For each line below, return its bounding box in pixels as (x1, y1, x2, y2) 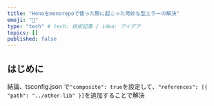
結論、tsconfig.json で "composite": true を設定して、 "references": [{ (7, 82, 208, 90)
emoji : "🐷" (7, 17, 39, 23)
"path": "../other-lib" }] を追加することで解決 (7, 91, 145, 99)
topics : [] (7, 29, 39, 36)
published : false (7, 36, 57, 43)
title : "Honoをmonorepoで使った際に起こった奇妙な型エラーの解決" (7, 10, 180, 17)
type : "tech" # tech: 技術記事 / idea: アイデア (7, 23, 142, 30)
